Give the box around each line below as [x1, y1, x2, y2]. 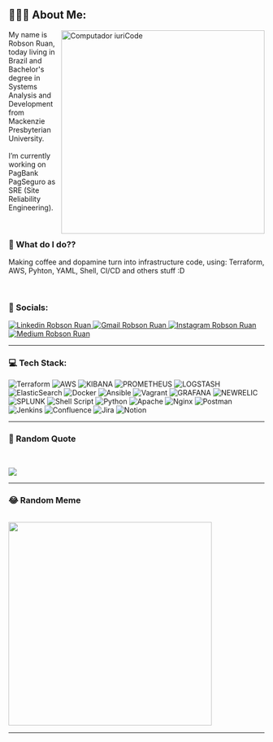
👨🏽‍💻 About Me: [8, 8, 87, 22]
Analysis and [8, 90, 51, 100]
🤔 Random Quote [8, 433, 76, 444]
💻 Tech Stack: [8, 357, 67, 369]
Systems [8, 81, 38, 91]
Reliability [8, 194, 41, 203]
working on [8, 159, 46, 169]
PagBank [8, 168, 39, 177]
